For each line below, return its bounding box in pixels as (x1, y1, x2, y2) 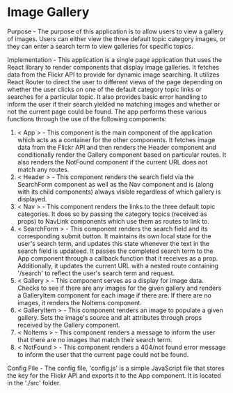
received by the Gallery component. (17, 321, 120, 329)
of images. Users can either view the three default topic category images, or (7, 34, 226, 43)
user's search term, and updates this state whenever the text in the (17, 239, 210, 247)
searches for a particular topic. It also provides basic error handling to (7, 92, 207, 101)
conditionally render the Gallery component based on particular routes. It (17, 151, 227, 159)
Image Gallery (7, 4, 90, 20)
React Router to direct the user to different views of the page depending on (7, 77, 223, 86)
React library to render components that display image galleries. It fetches (7, 63, 220, 71)
